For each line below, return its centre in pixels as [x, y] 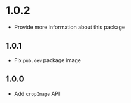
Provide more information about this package [70, 27]
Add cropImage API [37, 93]
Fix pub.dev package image [48, 60]
